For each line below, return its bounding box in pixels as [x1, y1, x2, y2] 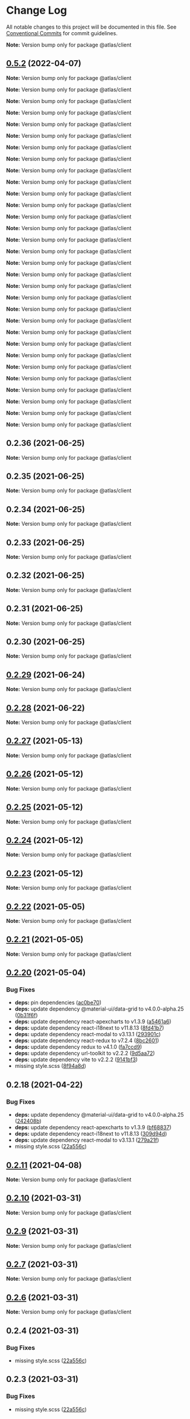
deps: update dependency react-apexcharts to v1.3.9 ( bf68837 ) [14, 1124, 172, 1131]
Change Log [6, 4, 67, 17]
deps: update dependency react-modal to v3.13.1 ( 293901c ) [14, 1031, 161, 1038]
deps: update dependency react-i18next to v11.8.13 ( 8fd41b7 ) [14, 1024, 164, 1031]
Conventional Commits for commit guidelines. [6, 29, 118, 36]
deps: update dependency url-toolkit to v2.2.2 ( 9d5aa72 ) [14, 1050, 156, 1057]
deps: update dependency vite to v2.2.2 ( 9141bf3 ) [14, 1056, 138, 1063]
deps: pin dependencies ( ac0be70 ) [14, 999, 102, 1006]
